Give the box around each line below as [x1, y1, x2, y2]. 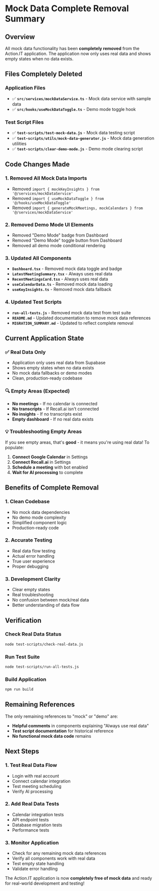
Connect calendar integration [12, 778, 71, 784]
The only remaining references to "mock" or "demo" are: [5, 713, 118, 719]
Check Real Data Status [5, 631, 62, 637]
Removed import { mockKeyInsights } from [12, 186, 100, 192]
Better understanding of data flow [12, 602, 80, 608]
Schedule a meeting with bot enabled [12, 464, 88, 470]
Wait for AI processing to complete [12, 469, 83, 475]
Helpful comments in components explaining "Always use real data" [12, 723, 149, 728]
